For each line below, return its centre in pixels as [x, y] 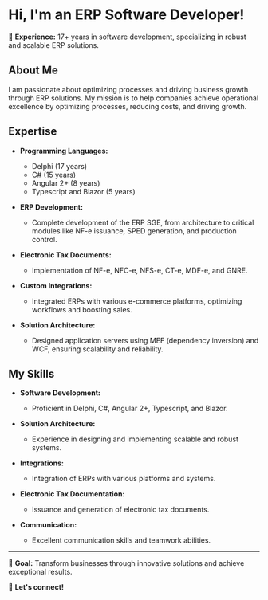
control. [44, 239]
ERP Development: [51, 207]
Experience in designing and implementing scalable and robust [135, 439]
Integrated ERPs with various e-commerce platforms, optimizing [137, 301]
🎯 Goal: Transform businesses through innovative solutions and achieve [126, 563]
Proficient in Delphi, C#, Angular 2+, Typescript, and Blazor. [130, 409]
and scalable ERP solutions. [54, 45]
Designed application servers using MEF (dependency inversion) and [145, 340]
